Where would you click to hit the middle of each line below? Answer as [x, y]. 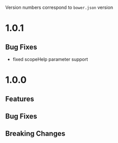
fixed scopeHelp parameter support [50, 59]
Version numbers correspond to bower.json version [59, 7]
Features [20, 99]
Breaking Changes [35, 134]
